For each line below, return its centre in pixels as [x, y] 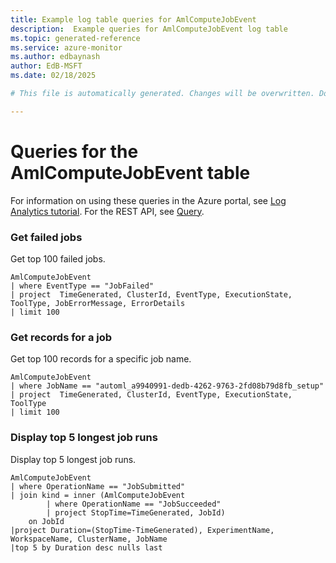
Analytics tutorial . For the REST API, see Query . [107, 211]
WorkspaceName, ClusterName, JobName [89, 539]
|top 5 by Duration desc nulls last [86, 547]
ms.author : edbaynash [55, 57]
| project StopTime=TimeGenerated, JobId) [136, 512]
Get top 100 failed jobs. [58, 258]
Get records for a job [61, 337]
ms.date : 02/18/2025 [53, 76]
